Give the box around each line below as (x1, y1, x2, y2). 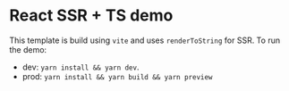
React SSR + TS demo (9, 5, 174, 26)
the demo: (9, 44, 47, 54)
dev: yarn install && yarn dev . (21, 62, 140, 72)
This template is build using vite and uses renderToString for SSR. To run (9, 35, 280, 45)
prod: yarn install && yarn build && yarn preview (21, 70, 213, 81)
